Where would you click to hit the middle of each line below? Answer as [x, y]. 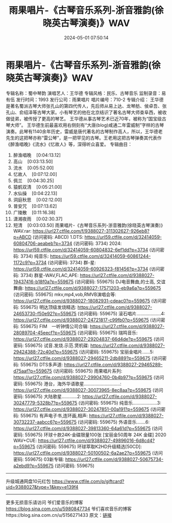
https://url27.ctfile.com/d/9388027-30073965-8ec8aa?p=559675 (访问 [88, 390]
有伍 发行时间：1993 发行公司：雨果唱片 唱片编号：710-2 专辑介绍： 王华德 [85, 99]
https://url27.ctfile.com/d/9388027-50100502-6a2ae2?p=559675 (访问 [88, 453]
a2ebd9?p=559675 [33, 465]
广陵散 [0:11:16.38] [34, 212]
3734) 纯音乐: [34, 256]
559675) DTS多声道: [42, 364]
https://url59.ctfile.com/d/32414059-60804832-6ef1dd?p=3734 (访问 [87, 250]
